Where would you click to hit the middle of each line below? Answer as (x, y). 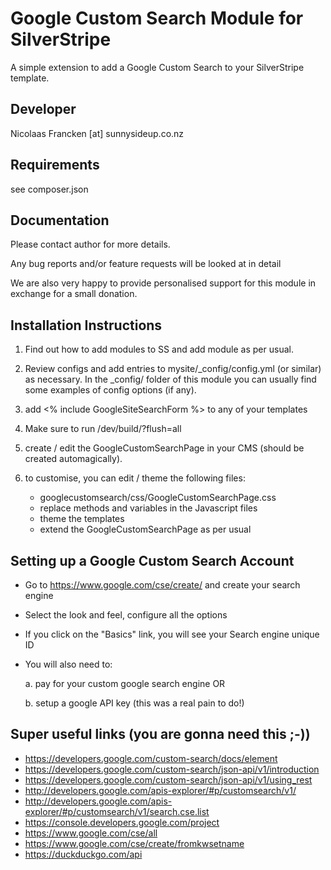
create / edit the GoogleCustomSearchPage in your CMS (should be (164, 448)
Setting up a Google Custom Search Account (152, 560)
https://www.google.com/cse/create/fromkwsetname (134, 843)
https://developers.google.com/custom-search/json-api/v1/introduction (172, 769)
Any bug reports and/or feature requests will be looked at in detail (146, 264)
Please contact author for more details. (90, 244)
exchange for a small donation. (74, 294)
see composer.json (49, 189)
